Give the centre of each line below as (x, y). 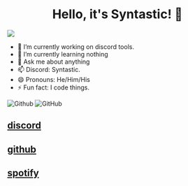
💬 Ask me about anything (53, 62)
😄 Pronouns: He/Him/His (54, 79)
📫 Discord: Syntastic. (49, 69)
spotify (23, 173)
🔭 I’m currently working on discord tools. (76, 46)
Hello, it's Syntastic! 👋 (117, 14)
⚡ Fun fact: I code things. (53, 87)
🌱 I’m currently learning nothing (63, 54)
